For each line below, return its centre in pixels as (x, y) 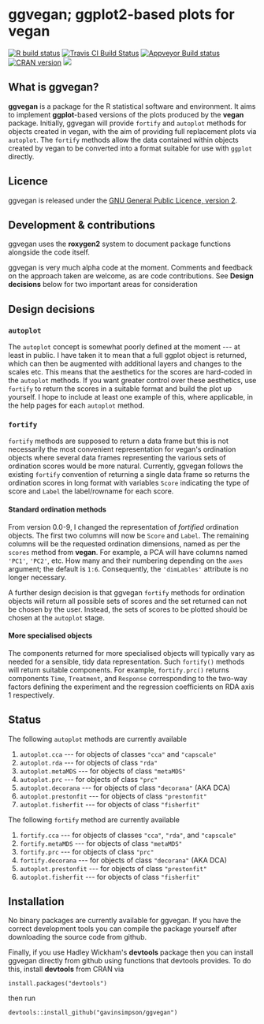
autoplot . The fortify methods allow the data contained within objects (123, 140)
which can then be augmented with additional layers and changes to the (125, 363)
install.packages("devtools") (58, 984)
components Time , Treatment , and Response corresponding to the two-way (128, 678)
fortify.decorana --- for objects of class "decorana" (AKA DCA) (123, 860)
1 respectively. (32, 694)
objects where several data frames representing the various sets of (117, 458)
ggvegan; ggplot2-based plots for (121, 15)
